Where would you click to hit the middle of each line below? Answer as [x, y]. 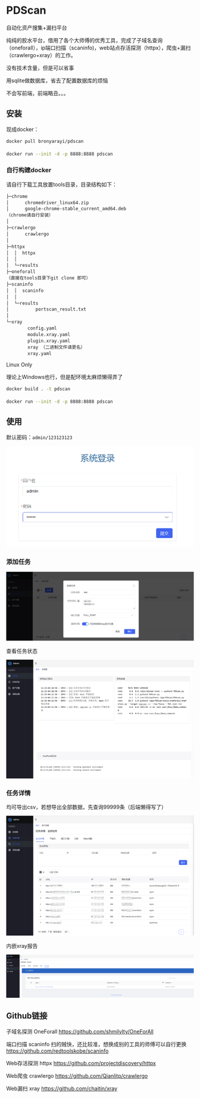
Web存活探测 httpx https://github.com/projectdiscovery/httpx [81, 1063]
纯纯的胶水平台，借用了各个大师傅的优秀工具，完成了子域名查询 [84, 40]
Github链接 [27, 1016]
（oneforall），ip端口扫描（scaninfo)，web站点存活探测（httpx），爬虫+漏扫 [99, 48]
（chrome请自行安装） [30, 215]
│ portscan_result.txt [46, 310]
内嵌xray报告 [22, 945]
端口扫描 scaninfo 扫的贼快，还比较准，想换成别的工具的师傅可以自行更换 [96, 1044]
